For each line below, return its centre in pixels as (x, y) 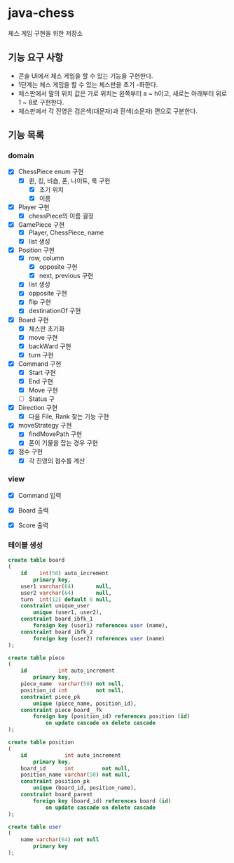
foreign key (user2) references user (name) (99, 638)
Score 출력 (33, 525)
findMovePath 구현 (55, 434)
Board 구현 (33, 319)
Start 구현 (42, 372)
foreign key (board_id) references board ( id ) (102, 801)
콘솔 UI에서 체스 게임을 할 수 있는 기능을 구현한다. (85, 76)
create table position (41, 742)
